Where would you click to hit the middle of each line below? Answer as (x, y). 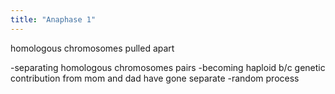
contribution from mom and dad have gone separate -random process (155, 78)
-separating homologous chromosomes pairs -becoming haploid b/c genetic (168, 67)
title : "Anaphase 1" (53, 19)
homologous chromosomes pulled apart (92, 48)
